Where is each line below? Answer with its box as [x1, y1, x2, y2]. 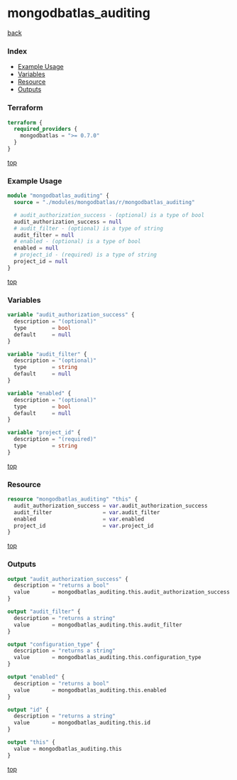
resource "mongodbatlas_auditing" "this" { [7, 496, 138, 503]
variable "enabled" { [7, 390, 72, 397]
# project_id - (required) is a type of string [13, 251, 158, 259]
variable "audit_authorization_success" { [7, 311, 135, 319]
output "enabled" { [7, 673, 65, 680]
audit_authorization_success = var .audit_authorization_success [13, 502, 208, 509]
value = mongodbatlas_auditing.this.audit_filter [13, 621, 182, 629]
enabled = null [13, 245, 59, 252]
